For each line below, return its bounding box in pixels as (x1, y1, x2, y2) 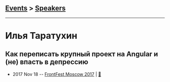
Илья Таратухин (5, 30, 77, 41)
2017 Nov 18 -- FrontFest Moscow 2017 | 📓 (12, 71, 101, 77)
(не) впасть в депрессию (5, 58, 89, 66)
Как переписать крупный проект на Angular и (5, 50, 158, 58)
